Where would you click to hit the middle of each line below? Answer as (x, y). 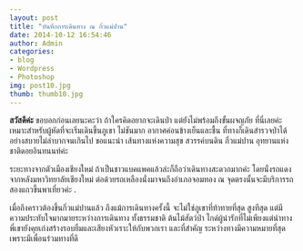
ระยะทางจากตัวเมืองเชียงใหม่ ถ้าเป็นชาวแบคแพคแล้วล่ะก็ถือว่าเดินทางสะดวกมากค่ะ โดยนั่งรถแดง (151, 168)
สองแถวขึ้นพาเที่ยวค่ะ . (43, 189)
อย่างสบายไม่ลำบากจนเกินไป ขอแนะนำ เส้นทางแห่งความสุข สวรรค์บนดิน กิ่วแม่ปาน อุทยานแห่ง (149, 140)
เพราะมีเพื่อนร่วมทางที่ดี (44, 238)
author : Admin (36, 43)
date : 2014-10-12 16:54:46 (61, 35)
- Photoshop (32, 77)
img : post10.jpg (40, 85)
